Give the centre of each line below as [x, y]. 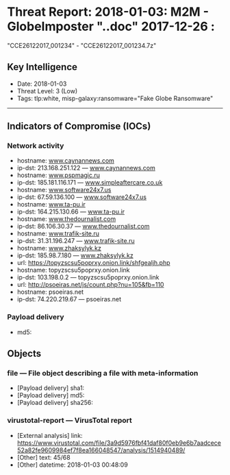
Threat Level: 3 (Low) [47, 91]
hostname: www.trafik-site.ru [58, 233]
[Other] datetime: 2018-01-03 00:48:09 [72, 465]
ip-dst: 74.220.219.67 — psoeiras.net [69, 299]
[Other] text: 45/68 [43, 457]
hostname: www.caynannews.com [66, 161]
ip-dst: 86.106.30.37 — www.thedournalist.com [83, 227]
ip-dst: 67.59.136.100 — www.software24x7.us [82, 197]
